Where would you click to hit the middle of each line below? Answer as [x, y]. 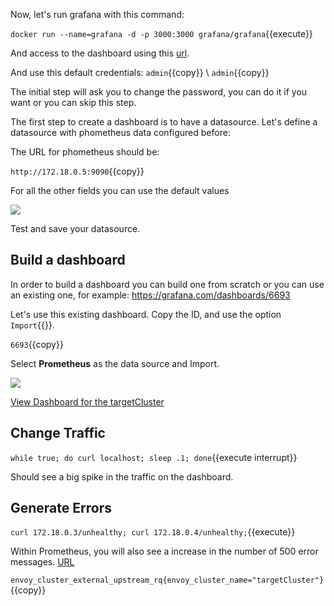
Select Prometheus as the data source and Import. [115, 363]
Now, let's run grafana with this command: [97, 14]
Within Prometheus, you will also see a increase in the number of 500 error [164, 551]
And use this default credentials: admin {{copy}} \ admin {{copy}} [140, 72]
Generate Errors [61, 508]
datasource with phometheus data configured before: [120, 132]
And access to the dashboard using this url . [100, 53]
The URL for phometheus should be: [85, 152]
